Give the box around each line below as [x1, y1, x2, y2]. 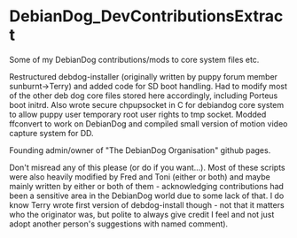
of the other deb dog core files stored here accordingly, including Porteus [9, 90, 278, 101]
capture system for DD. [9, 127, 95, 138]
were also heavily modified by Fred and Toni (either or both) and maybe [9, 171, 270, 182]
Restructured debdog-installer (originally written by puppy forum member [9, 71, 277, 81]
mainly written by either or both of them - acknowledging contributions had [9, 180, 284, 191]
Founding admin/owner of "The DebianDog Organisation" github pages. [9, 144, 271, 156]
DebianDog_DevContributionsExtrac [9, 6, 284, 27]
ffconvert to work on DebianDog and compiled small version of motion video [9, 118, 288, 129]
